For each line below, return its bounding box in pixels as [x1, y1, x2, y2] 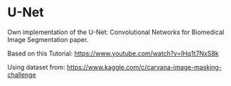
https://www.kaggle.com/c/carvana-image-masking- [66, 63, 222, 71]
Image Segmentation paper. [7, 35, 89, 43]
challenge [7, 70, 37, 79]
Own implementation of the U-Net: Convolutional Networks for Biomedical [7, 28, 225, 36]
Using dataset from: [7, 63, 65, 71]
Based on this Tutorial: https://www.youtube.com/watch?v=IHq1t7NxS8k [7, 49, 219, 58]
